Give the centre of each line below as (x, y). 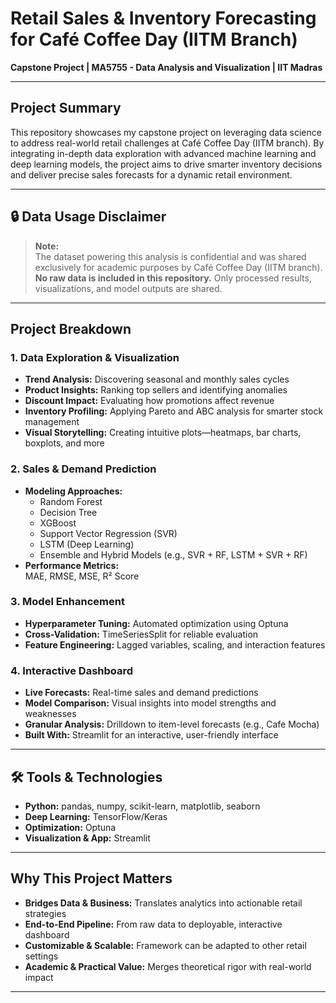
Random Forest (71, 501)
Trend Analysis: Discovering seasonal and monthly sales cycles (157, 379)
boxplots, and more (64, 443)
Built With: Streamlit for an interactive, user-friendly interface (151, 735)
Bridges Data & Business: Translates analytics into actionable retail (163, 903)
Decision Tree (68, 512)
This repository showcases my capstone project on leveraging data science (166, 132)
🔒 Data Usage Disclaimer (88, 217)
